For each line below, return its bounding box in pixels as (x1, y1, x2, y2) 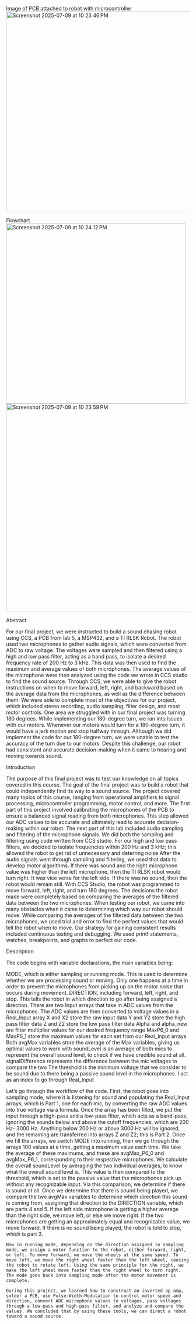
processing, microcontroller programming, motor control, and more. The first (6, 800, 190, 806)
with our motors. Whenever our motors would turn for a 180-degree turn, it (6, 722, 185, 728)
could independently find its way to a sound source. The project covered (6, 788, 181, 794)
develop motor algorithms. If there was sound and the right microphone (6, 862, 178, 869)
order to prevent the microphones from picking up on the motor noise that (6, 983, 184, 990)
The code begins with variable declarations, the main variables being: (6, 959, 173, 966)
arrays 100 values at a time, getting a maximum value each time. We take (6, 1143, 181, 1150)
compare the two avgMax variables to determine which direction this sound (6, 1193, 188, 1200)
